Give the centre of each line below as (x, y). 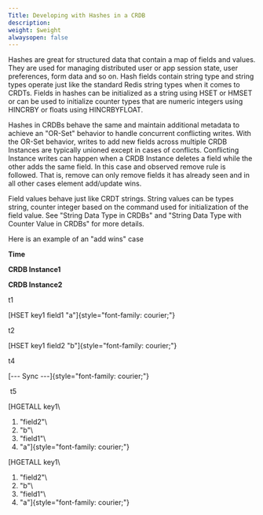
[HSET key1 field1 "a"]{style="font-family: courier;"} (92, 315)
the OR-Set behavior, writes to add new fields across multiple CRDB (118, 142)
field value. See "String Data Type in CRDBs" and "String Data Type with (125, 215)
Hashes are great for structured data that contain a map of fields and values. (132, 60)
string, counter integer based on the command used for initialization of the (128, 207)
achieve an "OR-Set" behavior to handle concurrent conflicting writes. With (130, 134)
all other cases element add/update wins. (75, 184)
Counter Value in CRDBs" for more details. (77, 224)
